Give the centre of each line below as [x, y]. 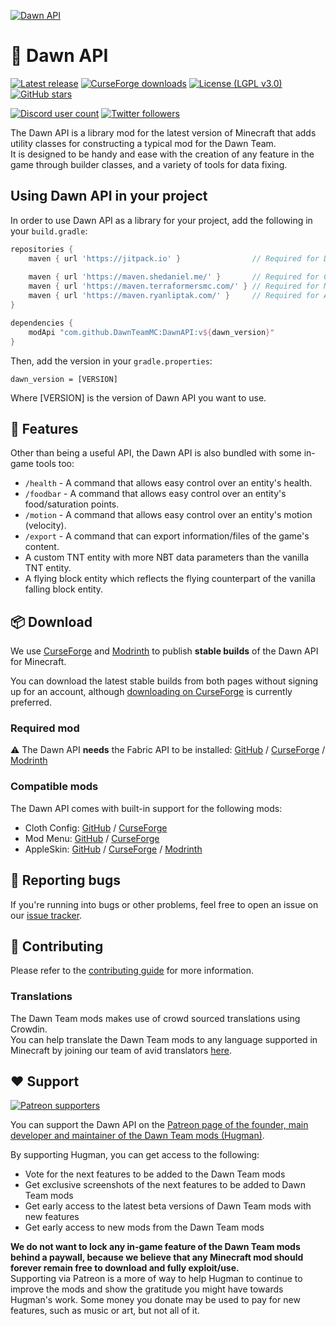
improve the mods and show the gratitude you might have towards [147, 1289]
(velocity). [45, 526]
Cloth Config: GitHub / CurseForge [96, 827]
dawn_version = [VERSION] [64, 379]
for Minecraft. [38, 662]
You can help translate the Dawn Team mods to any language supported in [164, 1039]
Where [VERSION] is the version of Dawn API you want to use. [138, 397]
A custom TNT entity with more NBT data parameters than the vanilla [167, 557]
